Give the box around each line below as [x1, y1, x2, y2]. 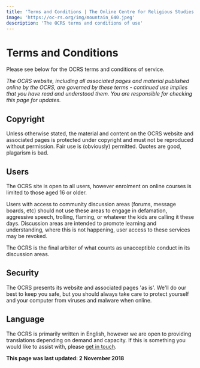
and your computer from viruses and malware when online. [6, 296, 152, 304]
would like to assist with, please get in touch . [6, 343, 117, 350]
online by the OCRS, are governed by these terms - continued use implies [6, 84, 188, 91]
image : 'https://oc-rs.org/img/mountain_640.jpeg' [6, 14, 135, 20]
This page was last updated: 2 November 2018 [6, 354, 125, 361]
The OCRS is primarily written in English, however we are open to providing [6, 330, 192, 337]
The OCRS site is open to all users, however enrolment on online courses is [6, 182, 192, 189]
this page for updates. [6, 97, 61, 104]
